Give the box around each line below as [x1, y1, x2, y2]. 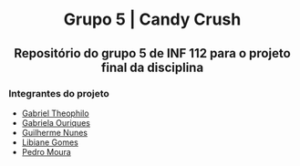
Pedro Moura [21, 146, 72, 157]
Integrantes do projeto [8, 87, 110, 99]
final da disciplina [100, 59, 204, 75]
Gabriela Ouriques [21, 117, 91, 128]
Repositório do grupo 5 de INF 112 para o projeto [14, 46, 291, 61]
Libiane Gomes [21, 137, 78, 148]
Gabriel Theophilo [21, 108, 89, 119]
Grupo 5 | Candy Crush [63, 9, 242, 30]
